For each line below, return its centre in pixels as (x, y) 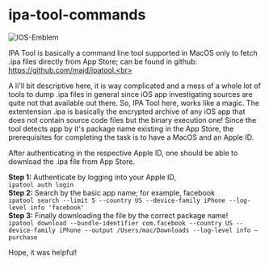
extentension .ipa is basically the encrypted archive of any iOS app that (127, 111)
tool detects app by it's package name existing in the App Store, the (121, 128)
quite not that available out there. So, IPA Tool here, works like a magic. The (134, 103)
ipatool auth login (41, 185)
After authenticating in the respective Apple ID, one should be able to (123, 153)
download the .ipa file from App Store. (72, 161)
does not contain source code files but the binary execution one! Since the (132, 120)
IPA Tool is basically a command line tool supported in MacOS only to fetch (133, 53)
